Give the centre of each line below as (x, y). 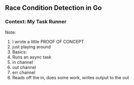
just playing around (31, 47)
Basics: (19, 52)
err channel (24, 72)
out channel (24, 67)
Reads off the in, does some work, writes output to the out (70, 77)
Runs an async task (32, 57)
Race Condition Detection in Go (54, 8)
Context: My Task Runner (36, 22)
